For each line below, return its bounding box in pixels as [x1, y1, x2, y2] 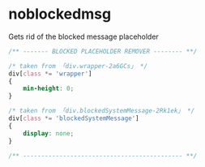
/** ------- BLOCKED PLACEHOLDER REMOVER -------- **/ [8, 47, 198, 55]
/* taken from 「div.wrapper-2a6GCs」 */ [8, 62, 148, 70]
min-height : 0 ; [23, 84, 75, 93]
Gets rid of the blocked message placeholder [8, 32, 160, 41]
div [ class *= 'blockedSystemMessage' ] [8, 114, 139, 122]
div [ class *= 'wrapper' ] [8, 70, 92, 78]
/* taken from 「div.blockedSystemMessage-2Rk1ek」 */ [8, 107, 195, 115]
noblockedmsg [8, 5, 112, 24]
